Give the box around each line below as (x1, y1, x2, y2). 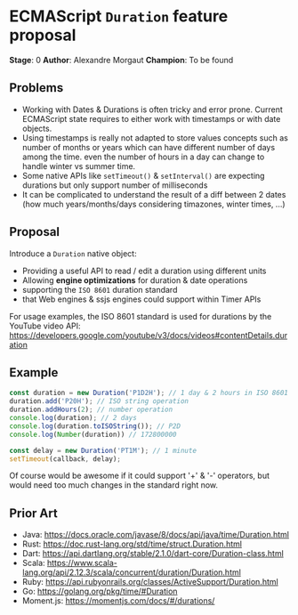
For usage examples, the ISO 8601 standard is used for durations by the (9, 311, 272, 321)
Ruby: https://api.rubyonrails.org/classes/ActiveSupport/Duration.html (21, 577, 278, 587)
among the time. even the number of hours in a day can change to (21, 151, 265, 162)
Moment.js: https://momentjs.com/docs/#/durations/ (21, 595, 215, 606)
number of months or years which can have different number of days (21, 142, 276, 152)
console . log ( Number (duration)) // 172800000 (9, 430, 177, 439)
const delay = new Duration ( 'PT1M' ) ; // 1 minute (9, 446, 197, 455)
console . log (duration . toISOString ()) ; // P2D (9, 421, 181, 431)
